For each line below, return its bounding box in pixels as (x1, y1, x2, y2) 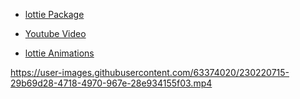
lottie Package (24, 9, 85, 20)
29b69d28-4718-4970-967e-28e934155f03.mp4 (10, 77, 213, 89)
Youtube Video (24, 28, 87, 39)
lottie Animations (24, 47, 95, 59)
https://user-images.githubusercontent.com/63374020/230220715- (10, 67, 290, 78)
